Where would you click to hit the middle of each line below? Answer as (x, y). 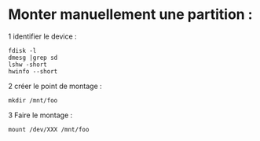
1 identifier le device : (42, 36)
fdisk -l (22, 50)
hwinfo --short (33, 71)
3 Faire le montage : (40, 115)
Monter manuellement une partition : (130, 15)
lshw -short (27, 65)
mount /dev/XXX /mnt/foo (49, 129)
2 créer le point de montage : (55, 86)
